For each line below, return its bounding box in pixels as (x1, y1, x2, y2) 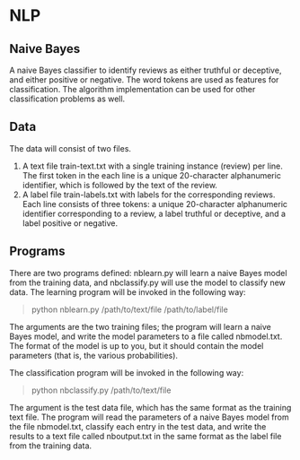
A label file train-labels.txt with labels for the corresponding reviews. (22, 189, 276, 200)
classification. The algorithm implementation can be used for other (9, 84, 256, 94)
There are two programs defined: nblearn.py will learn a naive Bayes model (9, 267, 287, 278)
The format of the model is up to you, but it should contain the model (9, 340, 264, 351)
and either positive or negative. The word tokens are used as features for (9, 74, 279, 85)
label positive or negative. (22, 217, 119, 229)
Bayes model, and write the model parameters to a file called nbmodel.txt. (9, 331, 283, 342)
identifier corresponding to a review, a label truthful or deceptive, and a (22, 208, 286, 219)
